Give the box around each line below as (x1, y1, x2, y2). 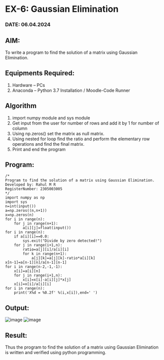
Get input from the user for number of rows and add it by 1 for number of (12, 120, 160, 126)
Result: (5, 331, 27, 339)
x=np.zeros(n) (5, 212, 34, 218)
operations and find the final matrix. (12, 141, 85, 147)
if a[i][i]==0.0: (14, 234, 50, 239)
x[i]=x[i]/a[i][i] (14, 281, 52, 287)
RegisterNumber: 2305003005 (5, 187, 63, 192)
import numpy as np (5, 195, 45, 200)
